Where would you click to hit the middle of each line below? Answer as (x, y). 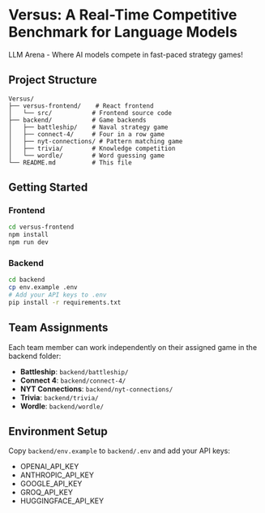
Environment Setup (58, 432)
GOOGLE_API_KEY (51, 484)
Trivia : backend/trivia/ (59, 397)
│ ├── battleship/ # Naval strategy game (88, 127)
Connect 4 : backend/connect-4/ (73, 380)
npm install (28, 235)
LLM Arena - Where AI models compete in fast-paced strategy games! (126, 54)
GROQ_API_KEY (47, 493)
